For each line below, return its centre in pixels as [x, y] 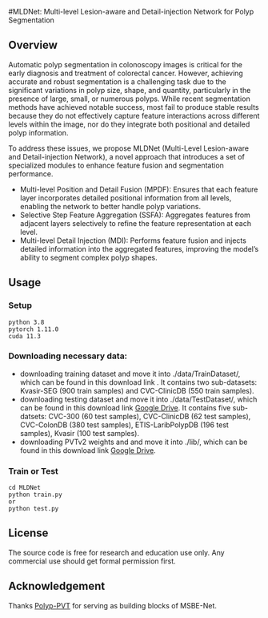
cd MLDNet [25, 488]
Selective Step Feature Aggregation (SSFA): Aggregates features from [135, 215]
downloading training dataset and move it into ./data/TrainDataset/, [130, 374]
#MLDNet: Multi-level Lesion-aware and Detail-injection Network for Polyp [131, 12]
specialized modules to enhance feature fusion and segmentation [116, 165]
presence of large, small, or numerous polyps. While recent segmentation [129, 99]
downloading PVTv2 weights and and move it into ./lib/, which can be [134, 442]
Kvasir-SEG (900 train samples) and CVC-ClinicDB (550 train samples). [137, 390]
